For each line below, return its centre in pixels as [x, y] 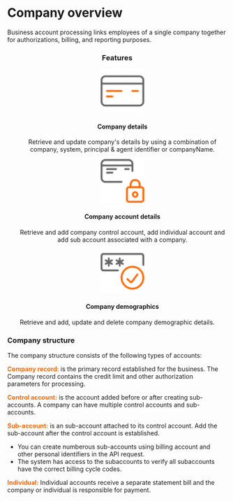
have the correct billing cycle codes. [69, 469]
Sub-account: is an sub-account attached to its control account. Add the [112, 426]
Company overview [65, 13]
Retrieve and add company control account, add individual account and [122, 232]
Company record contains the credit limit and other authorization [100, 377]
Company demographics [122, 307]
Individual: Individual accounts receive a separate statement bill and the [111, 483]
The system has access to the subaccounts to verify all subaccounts [116, 462]
